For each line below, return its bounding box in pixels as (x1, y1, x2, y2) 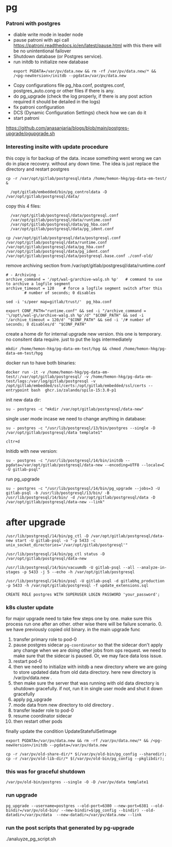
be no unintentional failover (13, 48, 71, 54)
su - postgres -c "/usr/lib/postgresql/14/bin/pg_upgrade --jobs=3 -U (6, 486, 160, 491)
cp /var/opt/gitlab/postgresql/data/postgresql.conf (6, 235, 121, 241)
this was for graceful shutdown (6, 768, 86, 775)
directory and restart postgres (6, 166, 70, 172)
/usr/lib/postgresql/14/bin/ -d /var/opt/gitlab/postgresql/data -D (6, 495, 156, 500)
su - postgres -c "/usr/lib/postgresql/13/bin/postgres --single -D (6, 426, 156, 431)
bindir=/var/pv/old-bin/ (6, 807, 59, 813)
